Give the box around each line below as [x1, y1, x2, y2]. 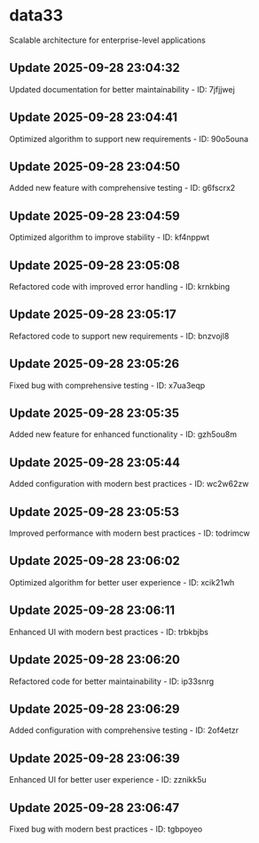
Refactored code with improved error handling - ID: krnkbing [9, 282, 231, 291]
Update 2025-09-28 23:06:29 [9, 701, 180, 716]
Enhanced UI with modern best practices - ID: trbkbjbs [9, 626, 208, 637]
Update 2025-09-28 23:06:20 [9, 652, 180, 667]
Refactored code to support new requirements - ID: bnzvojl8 [9, 330, 230, 341]
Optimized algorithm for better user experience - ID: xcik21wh [9, 577, 235, 587]
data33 [9, 5, 64, 26]
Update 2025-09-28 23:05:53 [9, 504, 180, 520]
